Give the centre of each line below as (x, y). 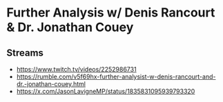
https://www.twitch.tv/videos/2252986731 (76, 69)
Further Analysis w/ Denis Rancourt (111, 13)
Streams (25, 53)
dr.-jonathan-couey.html (51, 84)
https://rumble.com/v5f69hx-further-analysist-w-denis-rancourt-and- (116, 76)
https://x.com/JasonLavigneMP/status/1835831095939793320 (106, 91)
